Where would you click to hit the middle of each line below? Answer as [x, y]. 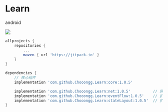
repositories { [30, 45]
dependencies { [21, 73]
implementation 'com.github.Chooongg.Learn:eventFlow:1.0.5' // [86, 96]
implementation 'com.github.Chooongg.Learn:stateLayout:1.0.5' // [86, 101]
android [13, 22]
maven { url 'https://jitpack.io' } [61, 55]
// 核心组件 [25, 78]
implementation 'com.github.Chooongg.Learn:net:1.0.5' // [86, 91]
